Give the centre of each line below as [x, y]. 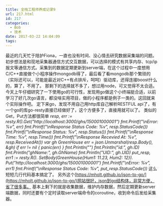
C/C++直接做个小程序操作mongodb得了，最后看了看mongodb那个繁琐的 [78, 74]
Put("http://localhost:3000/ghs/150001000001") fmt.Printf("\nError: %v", [78, 162]
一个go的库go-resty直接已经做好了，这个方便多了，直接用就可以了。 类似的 [81, 110]
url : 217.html [20, 14]
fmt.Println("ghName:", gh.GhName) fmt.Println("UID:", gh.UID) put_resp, [78, 152]
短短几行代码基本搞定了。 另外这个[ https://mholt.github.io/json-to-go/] [76, 174]
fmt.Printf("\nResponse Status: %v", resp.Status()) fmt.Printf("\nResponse [79, 132]
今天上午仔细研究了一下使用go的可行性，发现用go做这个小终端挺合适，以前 [81, 92]
